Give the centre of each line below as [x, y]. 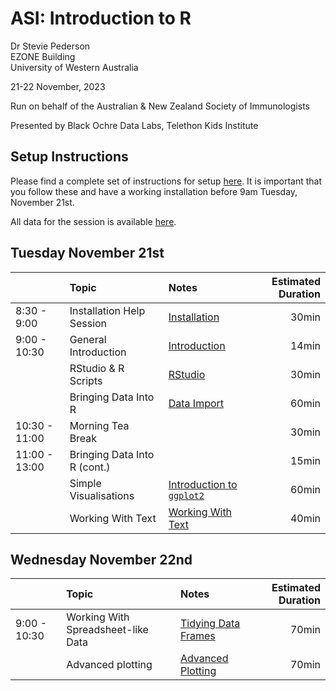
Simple [85, 483]
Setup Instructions [69, 157]
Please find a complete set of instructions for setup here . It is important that [166, 181]
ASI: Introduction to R [101, 18]
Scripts [86, 380]
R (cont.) [90, 467]
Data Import [196, 403]
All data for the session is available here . [93, 221]
